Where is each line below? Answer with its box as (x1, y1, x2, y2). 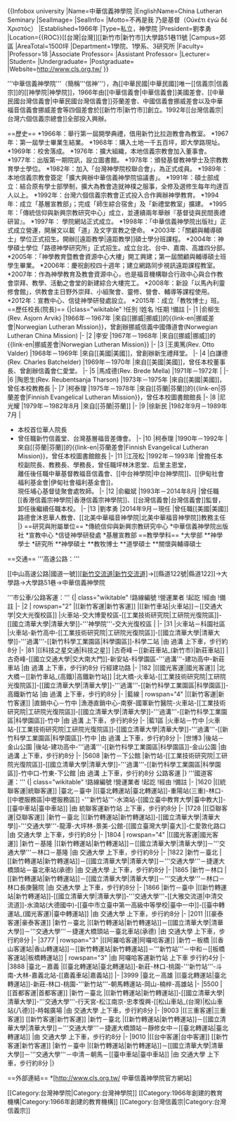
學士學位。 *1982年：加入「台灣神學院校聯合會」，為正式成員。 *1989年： (13, 164, 228, 173)
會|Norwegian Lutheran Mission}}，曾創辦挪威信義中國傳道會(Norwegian (7, 323, 218, 331)
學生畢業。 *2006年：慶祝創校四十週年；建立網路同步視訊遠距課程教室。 (7, 261, 219, 269)
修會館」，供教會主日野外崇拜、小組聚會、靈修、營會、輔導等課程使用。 (7, 287, 214, 296)
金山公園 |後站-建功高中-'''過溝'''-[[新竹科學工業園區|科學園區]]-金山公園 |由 (7, 743, 227, 751)
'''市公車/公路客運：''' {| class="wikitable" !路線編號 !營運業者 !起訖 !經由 (7, 593, 216, 602)
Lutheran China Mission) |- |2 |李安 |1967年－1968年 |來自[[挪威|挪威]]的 (7, 332, 216, 339)
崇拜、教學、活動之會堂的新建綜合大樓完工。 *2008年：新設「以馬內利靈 (13, 279, 225, 287)
